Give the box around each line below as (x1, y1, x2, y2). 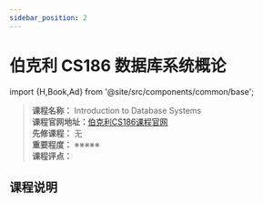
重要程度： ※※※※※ (31, 138, 100, 150)
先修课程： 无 (31, 127, 83, 138)
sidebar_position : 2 (9, 13, 88, 23)
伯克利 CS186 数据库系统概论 (9, 56, 227, 76)
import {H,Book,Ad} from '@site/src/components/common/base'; (9, 86, 255, 96)
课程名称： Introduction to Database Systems (31, 105, 202, 116)
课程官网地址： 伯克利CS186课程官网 (31, 116, 168, 127)
